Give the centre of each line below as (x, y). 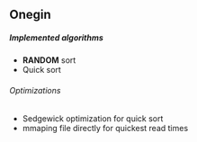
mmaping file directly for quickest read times (105, 128)
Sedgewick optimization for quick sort (93, 118)
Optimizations (35, 90)
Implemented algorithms (56, 37)
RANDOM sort (49, 60)
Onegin (30, 15)
